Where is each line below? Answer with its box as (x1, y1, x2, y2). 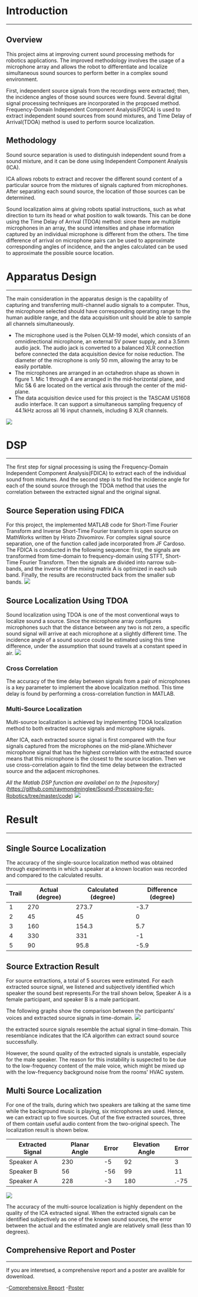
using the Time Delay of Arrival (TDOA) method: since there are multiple (6, 218, 181, 225)
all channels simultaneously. (6, 320, 75, 327)
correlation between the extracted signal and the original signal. (6, 489, 161, 496)
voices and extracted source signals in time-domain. (6, 1014, 134, 1021)
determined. (6, 194, 36, 201)
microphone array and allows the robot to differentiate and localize (6, 63, 168, 70)
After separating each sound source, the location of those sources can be (6, 188, 186, 195)
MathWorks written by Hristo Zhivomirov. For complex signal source (6, 534, 171, 541)
